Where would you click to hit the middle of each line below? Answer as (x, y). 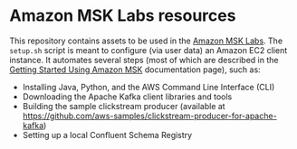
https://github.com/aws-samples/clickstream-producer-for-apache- (150, 116)
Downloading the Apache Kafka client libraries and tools (127, 97)
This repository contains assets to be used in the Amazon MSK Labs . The (146, 41)
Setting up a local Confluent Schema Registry (107, 135)
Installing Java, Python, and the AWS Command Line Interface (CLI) (148, 87)
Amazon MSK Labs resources (123, 16)
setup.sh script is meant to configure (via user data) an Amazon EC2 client (148, 50)
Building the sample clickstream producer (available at (124, 106)
